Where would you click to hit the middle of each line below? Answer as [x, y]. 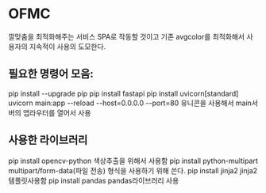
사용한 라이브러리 [48, 140]
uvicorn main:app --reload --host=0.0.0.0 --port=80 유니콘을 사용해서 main [130, 103]
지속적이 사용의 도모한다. [67, 46]
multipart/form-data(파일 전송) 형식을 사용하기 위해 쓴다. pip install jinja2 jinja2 [133, 170]
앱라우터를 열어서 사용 [57, 112]
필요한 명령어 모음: [51, 74]
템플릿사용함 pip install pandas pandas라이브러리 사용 [94, 180]
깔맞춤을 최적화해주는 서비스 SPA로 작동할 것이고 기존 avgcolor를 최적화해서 [126, 36]
